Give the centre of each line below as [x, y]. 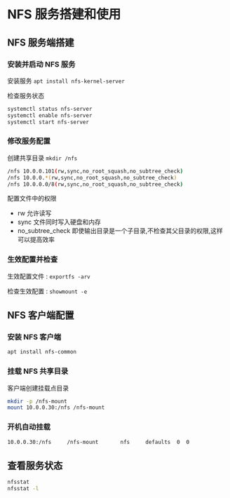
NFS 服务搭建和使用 [64, 14]
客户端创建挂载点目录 [38, 388]
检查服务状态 [26, 95]
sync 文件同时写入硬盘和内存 [59, 222]
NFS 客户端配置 [41, 315]
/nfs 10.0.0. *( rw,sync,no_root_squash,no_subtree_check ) [92, 177]
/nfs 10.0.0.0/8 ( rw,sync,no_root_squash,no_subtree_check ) [95, 184]
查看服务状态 [35, 465]
